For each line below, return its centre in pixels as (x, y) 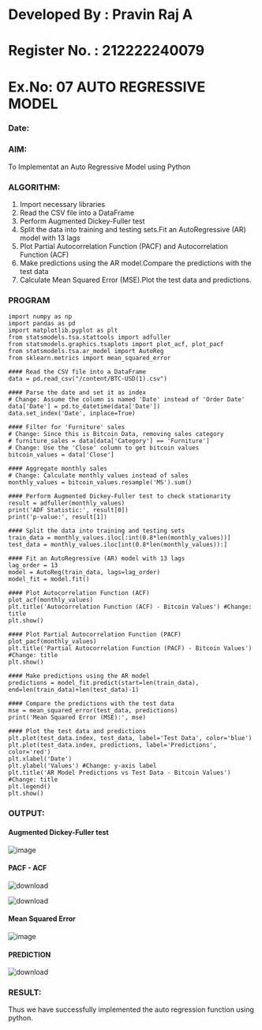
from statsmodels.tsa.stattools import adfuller (90, 337)
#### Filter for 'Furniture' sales (67, 427)
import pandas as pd (42, 324)
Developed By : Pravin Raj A (101, 15)
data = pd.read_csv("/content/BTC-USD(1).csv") (88, 379)
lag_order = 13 (33, 566)
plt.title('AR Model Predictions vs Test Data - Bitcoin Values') (120, 773)
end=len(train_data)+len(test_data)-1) (74, 690)
